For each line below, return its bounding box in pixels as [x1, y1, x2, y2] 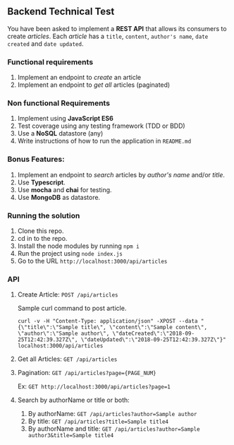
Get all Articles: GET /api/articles [17, 355, 118, 363]
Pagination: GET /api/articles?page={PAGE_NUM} [17, 369, 156, 377]
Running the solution [7, 210, 80, 220]
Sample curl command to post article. [17, 304, 127, 313]
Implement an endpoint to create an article [17, 73, 142, 82]
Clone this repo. [17, 227, 64, 235]
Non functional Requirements [7, 98, 111, 108]
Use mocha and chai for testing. [17, 185, 112, 194]
